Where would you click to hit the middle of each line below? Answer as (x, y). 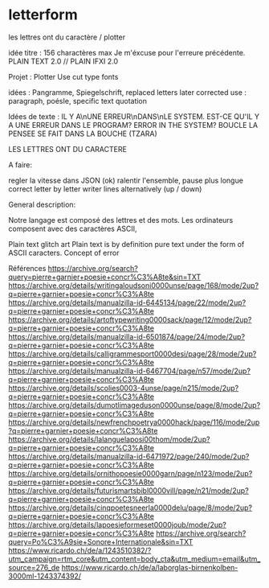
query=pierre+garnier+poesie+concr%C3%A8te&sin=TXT (105, 277)
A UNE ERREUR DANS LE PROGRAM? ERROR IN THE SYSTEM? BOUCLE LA (133, 125)
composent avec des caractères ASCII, (73, 228)
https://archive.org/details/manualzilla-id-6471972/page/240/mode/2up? (129, 456)
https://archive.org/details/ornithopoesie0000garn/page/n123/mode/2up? (130, 473)
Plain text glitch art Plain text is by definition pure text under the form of (126, 244)
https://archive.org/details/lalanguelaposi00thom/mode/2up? (109, 439)
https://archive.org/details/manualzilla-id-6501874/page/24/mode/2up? (127, 336)
